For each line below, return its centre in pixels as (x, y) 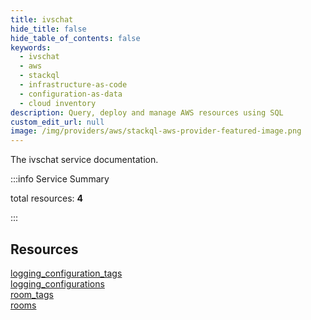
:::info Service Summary (60, 179)
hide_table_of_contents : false (75, 38)
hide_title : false (48, 29)
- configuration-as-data (71, 94)
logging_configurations (57, 283)
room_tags (32, 294)
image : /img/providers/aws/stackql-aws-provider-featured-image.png (156, 131)
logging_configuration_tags (66, 273)
